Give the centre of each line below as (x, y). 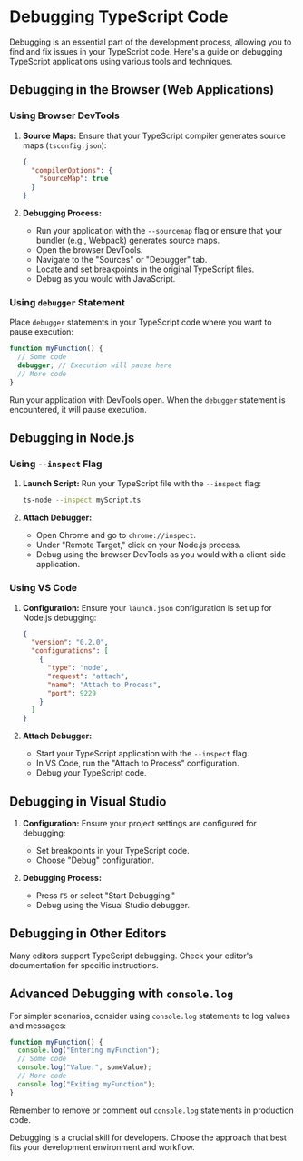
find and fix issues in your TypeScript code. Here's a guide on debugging (146, 51)
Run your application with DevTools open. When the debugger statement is (147, 400)
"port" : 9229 (72, 693)
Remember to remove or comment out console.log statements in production (152, 1110)
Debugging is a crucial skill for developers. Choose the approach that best (148, 1137)
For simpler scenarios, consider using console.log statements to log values (150, 1016)
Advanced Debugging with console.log (122, 994)
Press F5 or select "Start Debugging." (105, 895)
